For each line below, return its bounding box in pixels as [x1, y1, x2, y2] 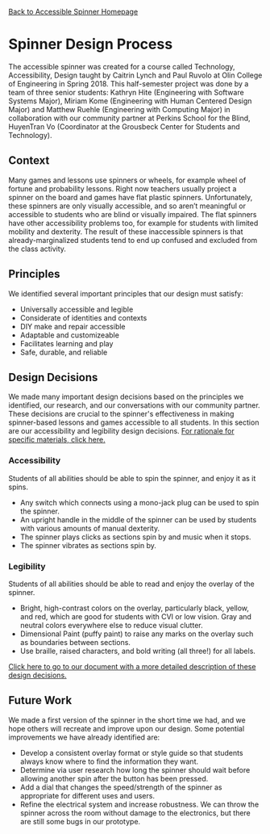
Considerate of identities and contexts [19, 312, 147, 322]
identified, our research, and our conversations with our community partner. [8, 400, 260, 410]
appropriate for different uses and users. [19, 790, 156, 800]
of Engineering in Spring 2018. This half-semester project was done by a [8, 78, 249, 88]
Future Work [8, 694, 73, 707]
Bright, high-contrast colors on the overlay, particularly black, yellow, [19, 603, 250, 613]
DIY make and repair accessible [19, 321, 127, 331]
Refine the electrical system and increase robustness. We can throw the [19, 799, 260, 809]
